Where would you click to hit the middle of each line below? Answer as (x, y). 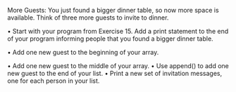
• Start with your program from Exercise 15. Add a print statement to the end (118, 31)
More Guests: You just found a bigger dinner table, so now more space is (113, 10)
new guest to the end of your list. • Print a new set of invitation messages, (115, 73)
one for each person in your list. (54, 81)
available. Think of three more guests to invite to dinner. (88, 18)
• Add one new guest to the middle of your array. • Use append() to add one (118, 66)
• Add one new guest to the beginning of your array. (83, 52)
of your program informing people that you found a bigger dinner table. (110, 39)
